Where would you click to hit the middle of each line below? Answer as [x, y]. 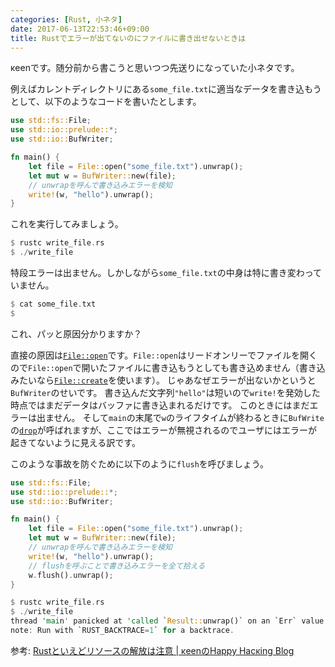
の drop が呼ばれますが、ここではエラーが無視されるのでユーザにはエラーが [164, 430]
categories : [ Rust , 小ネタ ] [66, 19]
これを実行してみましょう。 [67, 224]
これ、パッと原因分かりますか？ [76, 333]
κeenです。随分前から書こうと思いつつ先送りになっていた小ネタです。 [155, 68]
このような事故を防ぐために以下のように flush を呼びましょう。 [139, 463]
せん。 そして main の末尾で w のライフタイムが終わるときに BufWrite [189, 417]
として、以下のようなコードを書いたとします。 [106, 102]
